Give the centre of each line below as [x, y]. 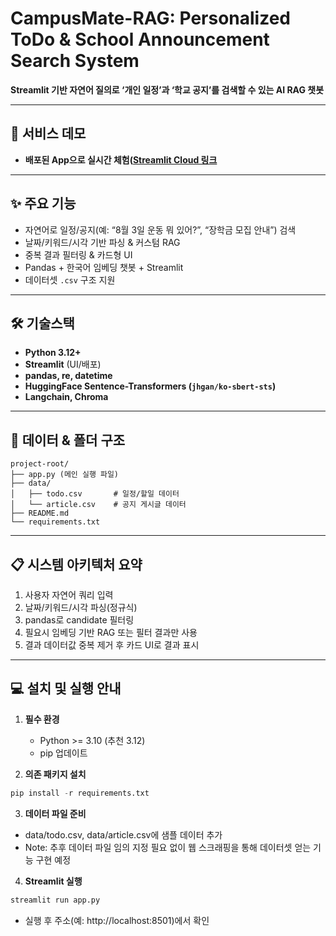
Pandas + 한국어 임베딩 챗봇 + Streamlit [104, 267]
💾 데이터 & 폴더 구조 [68, 440]
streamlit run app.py [55, 900]
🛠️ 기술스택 [42, 323]
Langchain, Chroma [66, 397]
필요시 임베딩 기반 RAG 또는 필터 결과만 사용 [111, 632]
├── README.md [40, 513]
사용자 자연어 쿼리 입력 [69, 595]
